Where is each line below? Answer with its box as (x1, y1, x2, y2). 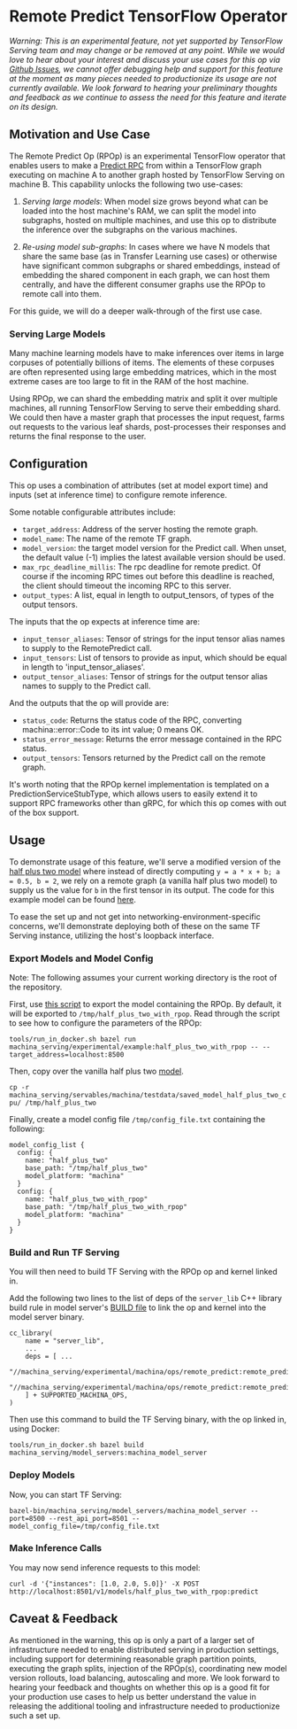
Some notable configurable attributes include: (9, 507, 176, 517)
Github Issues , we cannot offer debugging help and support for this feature (9, 64, 284, 74)
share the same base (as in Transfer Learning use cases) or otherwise (21, 251, 278, 261)
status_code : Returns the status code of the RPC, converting (21, 715, 242, 725)
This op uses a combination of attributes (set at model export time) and (9, 480, 269, 491)
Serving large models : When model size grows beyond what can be (21, 196, 269, 206)
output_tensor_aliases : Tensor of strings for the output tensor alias (21, 671, 268, 681)
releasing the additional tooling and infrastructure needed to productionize (9, 1701, 280, 1711)
